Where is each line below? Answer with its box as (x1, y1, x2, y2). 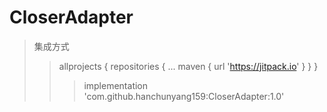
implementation (83, 79, 149, 91)
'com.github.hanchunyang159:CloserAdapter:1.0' (83, 90, 285, 102)
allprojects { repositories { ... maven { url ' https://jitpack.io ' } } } (58, 60, 319, 72)
